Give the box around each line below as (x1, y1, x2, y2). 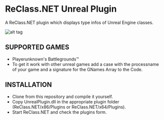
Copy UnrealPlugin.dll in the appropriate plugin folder (12, 99, 120, 104)
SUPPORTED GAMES (5, 43, 70, 52)
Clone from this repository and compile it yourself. (12, 94, 113, 100)
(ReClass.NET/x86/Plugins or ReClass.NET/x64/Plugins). (12, 104, 126, 110)
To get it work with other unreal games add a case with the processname (12, 61, 159, 67)
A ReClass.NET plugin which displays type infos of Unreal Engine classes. (5, 20, 154, 25)
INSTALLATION (5, 80, 52, 89)
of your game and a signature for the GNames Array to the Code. (12, 66, 143, 72)
